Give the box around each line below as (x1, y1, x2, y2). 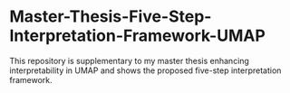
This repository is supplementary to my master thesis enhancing (9, 55, 249, 66)
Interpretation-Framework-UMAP (9, 25, 266, 46)
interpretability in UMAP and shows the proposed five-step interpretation (9, 65, 282, 76)
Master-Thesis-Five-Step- (9, 6, 212, 27)
